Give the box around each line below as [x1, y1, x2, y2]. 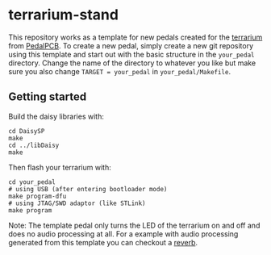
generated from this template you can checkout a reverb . [8, 237, 198, 247]
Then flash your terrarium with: [8, 162, 111, 172]
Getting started [8, 90, 87, 104]
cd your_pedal [8, 178, 56, 186]
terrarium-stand [8, 6, 119, 24]
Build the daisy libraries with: [8, 111, 105, 121]
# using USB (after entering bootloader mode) [8, 185, 168, 193]
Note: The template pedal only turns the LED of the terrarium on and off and [8, 220, 261, 230]
